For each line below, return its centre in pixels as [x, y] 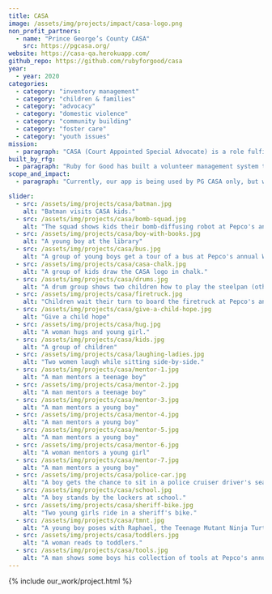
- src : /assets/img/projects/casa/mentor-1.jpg [98, 370]
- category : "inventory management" [77, 91]
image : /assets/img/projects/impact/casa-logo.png [96, 24]
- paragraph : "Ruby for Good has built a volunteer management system [137, 167]
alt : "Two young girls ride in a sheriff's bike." [110, 513]
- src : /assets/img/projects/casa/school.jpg [94, 490]
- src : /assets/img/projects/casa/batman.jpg [94, 203]
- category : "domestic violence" [72, 114]
